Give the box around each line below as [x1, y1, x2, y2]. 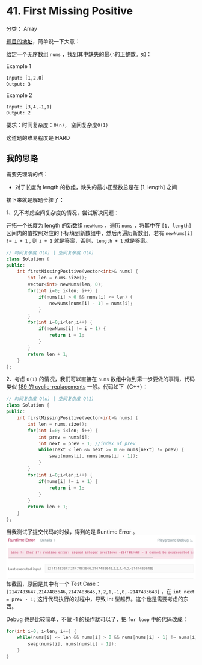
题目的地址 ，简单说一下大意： [6, 37, 80, 45]
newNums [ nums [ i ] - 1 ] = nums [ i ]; [49, 300, 133, 307]
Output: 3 [6, 81, 31, 87]
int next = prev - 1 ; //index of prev [38, 440, 136, 446]
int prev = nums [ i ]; [38, 434, 90, 440]
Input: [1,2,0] [6, 75, 44, 81]
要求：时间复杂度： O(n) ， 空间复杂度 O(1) [6, 121, 109, 128]
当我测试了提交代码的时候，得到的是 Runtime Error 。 [6, 528, 138, 535]
